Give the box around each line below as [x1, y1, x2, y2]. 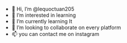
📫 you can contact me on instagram [11, 31, 100, 37]
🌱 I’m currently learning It [11, 18, 73, 24]
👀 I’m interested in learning [11, 12, 76, 19]
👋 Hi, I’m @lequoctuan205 [11, 6, 75, 12]
